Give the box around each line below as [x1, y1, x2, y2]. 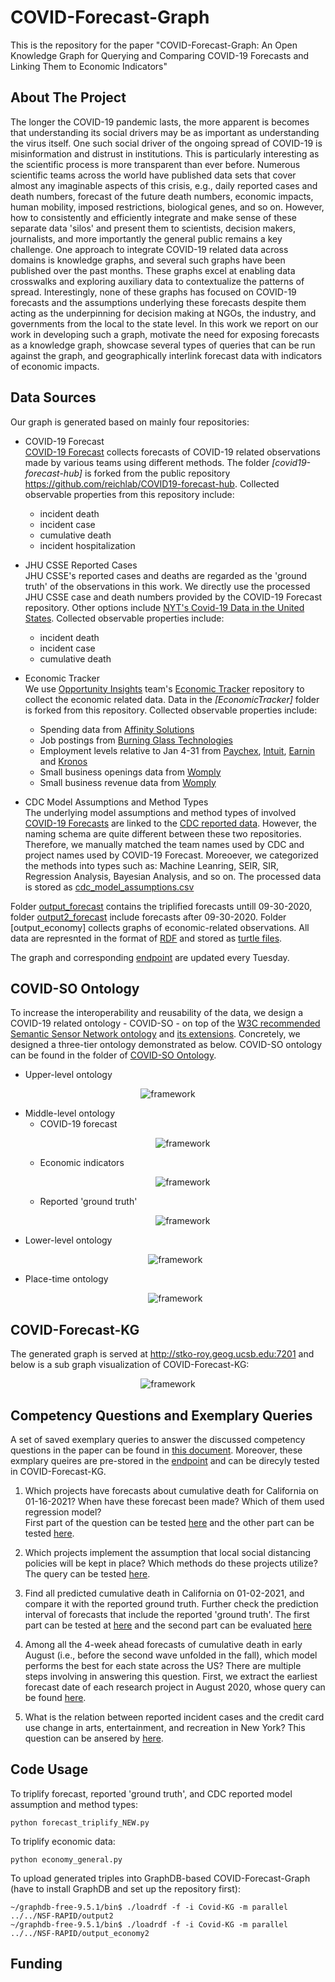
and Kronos [39, 755, 88, 767]
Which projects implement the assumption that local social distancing [24, 1547, 312, 1558]
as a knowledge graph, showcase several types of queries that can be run [10, 339, 316, 351]
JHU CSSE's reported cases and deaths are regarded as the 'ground [24, 569, 308, 581]
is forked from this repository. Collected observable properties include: [24, 704, 318, 716]
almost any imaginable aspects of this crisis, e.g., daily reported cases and [10, 179, 318, 191]
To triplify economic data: [10, 1835, 116, 1847]
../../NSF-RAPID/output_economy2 [10, 1928, 150, 1938]
